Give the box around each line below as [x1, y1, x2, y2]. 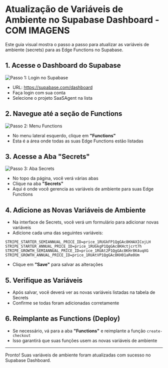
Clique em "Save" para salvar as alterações [12, 262, 103, 268]
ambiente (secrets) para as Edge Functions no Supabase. [5, 47, 123, 53]
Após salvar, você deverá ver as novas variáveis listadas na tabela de [12, 289, 155, 295]
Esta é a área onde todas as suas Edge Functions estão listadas [12, 138, 143, 144]
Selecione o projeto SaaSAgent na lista [12, 95, 92, 101]
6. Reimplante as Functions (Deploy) [5, 314, 120, 323]
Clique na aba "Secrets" [12, 180, 63, 187]
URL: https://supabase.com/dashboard [12, 84, 93, 90]
